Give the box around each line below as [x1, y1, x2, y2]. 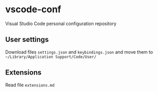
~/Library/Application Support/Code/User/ [5, 54, 97, 59]
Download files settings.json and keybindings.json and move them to [5, 49, 153, 55]
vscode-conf [5, 4, 61, 15]
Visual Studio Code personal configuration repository [5, 20, 117, 27]
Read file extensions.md [5, 82, 55, 88]
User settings [5, 35, 49, 44]
